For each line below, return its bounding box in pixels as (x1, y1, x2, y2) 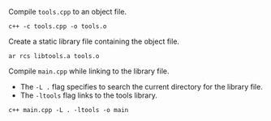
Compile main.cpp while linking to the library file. (8, 66, 170, 76)
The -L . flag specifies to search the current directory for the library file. (19, 82, 264, 91)
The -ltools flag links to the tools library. (19, 90, 158, 100)
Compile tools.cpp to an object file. (8, 7, 127, 16)
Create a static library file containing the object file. (8, 36, 180, 46)
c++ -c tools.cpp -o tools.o (8, 23, 107, 31)
